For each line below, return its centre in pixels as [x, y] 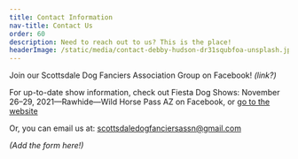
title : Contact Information [61, 17]
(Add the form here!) [47, 146]
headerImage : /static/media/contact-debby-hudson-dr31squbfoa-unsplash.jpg [152, 50]
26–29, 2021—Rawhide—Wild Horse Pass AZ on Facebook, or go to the [140, 102]
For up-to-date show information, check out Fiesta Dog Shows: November [145, 93]
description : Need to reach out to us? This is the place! [121, 42]
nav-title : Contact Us [51, 26]
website [24, 111]
